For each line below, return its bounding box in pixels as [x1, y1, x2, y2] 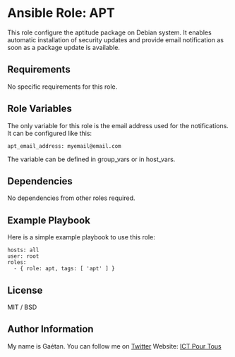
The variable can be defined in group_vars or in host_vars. [7, 155, 176, 163]
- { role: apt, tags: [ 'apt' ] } [13, 265, 115, 273]
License [7, 284, 43, 296]
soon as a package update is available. [7, 43, 120, 51]
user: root [7, 253, 40, 260]
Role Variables [7, 103, 72, 115]
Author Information [7, 323, 94, 335]
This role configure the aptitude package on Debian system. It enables [7, 28, 212, 37]
